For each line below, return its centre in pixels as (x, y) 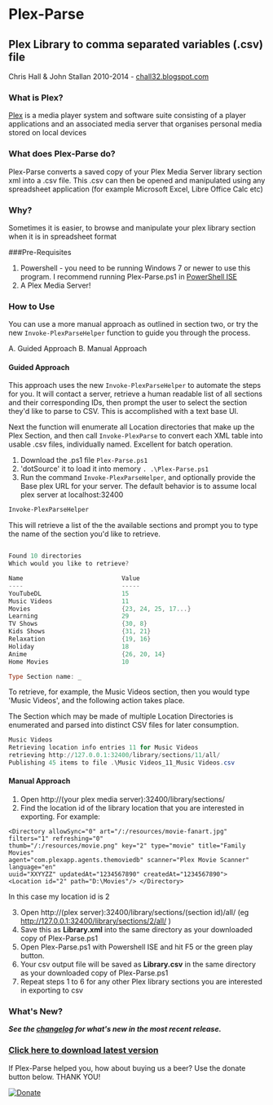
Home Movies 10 (69, 662)
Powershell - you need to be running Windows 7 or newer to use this (135, 268)
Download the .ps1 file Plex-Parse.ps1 (84, 460)
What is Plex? (36, 97)
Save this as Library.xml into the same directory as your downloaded (136, 930)
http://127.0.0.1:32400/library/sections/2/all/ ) (95, 921)
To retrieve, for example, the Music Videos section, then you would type (129, 692)
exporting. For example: (60, 817)
